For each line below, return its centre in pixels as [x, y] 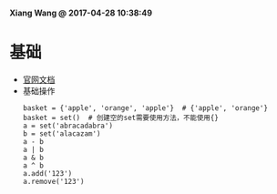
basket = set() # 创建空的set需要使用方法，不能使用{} [120, 117]
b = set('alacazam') [62, 133]
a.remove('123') [53, 181]
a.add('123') [47, 173]
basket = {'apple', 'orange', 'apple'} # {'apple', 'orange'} [145, 108]
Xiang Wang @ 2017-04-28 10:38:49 [81, 13]
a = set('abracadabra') [68, 126]
